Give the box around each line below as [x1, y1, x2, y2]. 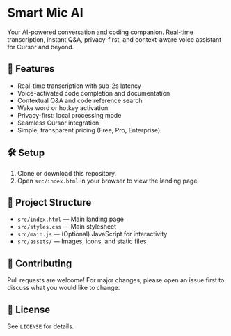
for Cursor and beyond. [7, 43, 74, 51]
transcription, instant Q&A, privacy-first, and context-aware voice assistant [7, 35, 222, 43]
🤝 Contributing [7, 257, 72, 269]
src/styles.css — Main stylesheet [17, 222, 117, 231]
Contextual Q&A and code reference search [17, 96, 143, 105]
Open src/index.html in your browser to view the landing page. [17, 176, 200, 185]
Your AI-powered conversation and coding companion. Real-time [7, 28, 193, 36]
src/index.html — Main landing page [17, 215, 124, 224]
